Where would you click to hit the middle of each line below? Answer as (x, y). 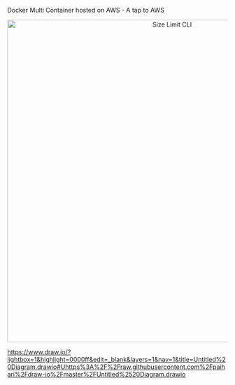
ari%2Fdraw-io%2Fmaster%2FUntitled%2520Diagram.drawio (97, 374)
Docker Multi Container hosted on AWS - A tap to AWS (86, 10)
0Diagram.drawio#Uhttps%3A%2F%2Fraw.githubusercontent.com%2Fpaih (116, 367)
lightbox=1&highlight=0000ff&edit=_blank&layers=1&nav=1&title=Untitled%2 (116, 359)
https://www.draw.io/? (39, 352)
